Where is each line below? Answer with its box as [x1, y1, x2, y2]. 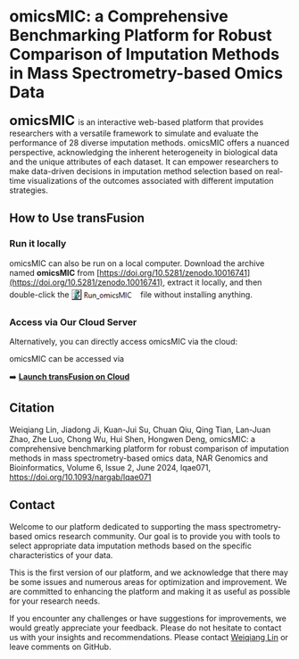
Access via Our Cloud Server [9, 315, 137, 328]
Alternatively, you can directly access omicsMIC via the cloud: [9, 336, 238, 346]
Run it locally [9, 238, 67, 250]
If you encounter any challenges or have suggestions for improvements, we [9, 613, 287, 623]
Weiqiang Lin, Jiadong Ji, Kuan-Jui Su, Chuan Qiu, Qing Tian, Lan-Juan [9, 424, 271, 435]
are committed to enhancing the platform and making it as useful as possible [9, 586, 291, 596]
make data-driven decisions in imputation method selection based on [9, 165, 264, 176]
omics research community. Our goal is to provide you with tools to [34, 530, 281, 541]
